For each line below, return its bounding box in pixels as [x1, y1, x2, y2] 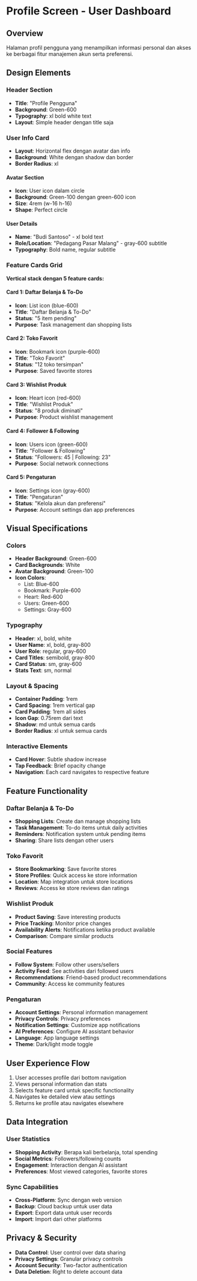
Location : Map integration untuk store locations [14, 878, 133, 885]
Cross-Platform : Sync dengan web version [14, 1196, 122, 1204]
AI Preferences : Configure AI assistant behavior [14, 1028, 134, 1035]
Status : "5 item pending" [14, 314, 77, 322]
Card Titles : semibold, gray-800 [14, 653, 95, 661]
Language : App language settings [14, 1034, 100, 1041]
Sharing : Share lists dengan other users [14, 837, 114, 844]
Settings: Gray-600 [23, 606, 71, 613]
